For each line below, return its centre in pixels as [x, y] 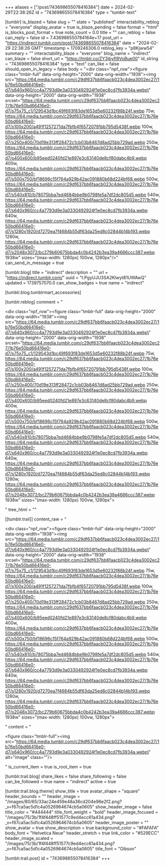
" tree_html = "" [21, 509]
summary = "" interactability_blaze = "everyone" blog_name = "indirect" [78, 53]
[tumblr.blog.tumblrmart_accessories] [43, 292]
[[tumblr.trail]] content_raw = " [36, 519]
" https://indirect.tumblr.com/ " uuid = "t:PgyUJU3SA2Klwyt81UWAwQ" [76, 277]
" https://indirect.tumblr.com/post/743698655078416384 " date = [70, 43]
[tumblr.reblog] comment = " [34, 302]
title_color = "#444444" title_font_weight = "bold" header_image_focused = [82, 812]
